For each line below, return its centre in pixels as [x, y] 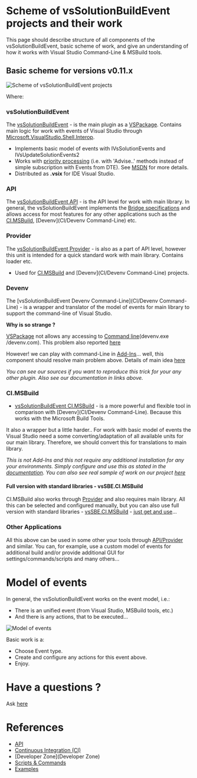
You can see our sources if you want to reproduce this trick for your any [94, 371]
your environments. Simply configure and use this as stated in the [86, 467]
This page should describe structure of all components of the [81, 40]
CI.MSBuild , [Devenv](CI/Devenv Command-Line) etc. [71, 221]
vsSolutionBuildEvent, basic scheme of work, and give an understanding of [97, 46]
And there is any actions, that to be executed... [71, 616]
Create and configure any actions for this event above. [81, 657]
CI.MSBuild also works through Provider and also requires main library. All [96, 499]
